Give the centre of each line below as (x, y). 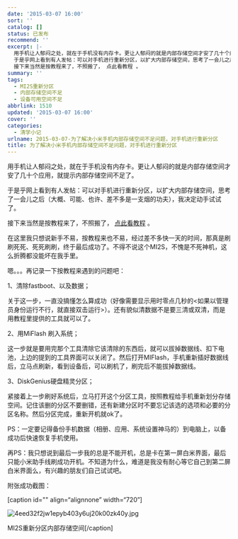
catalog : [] (25, 27)
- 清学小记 (28, 132)
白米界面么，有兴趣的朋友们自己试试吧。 (66, 470)
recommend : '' (28, 40)
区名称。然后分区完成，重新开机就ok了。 (67, 414)
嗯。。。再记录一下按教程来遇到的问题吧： (66, 271)
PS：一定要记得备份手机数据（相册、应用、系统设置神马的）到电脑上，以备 (117, 429)
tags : (15, 80)
